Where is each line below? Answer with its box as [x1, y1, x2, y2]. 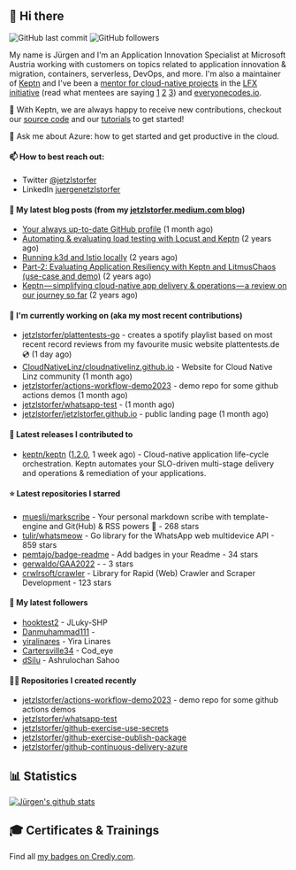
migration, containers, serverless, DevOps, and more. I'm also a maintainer [9, 68, 281, 79]
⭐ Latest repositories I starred [9, 489, 121, 499]
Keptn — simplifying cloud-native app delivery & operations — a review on [21, 281, 287, 291]
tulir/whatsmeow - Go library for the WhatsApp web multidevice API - [21, 530, 275, 541]
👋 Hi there [9, 9, 65, 24]
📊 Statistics [9, 768, 78, 783]
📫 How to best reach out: [9, 151, 105, 162]
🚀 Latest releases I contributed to [9, 429, 133, 440]
